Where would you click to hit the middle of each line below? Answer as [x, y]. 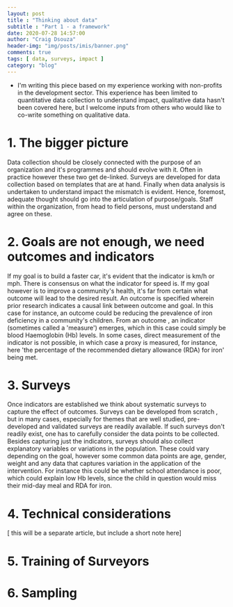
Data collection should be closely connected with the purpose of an [104, 162]
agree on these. [30, 213]
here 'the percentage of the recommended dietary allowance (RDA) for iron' [116, 350]
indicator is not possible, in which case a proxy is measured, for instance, [112, 342]
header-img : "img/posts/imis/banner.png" [68, 46]
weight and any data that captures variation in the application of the [104, 464]
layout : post [26, 14]
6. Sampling [42, 593]
